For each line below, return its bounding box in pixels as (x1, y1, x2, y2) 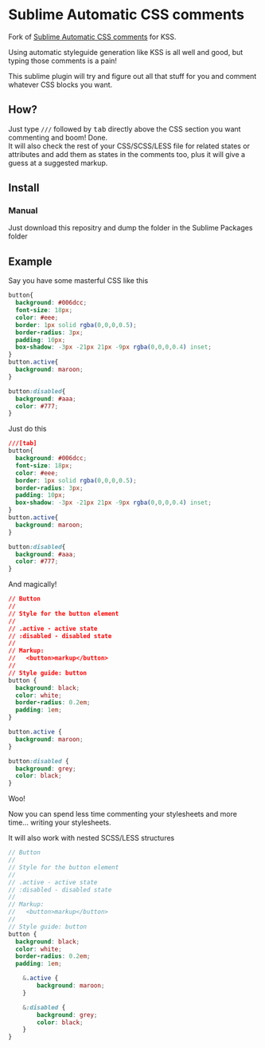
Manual (8, 205, 38, 216)
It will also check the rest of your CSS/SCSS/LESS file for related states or (8, 141, 251, 151)
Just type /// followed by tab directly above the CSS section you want (8, 124, 241, 133)
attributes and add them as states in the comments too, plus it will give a (8, 149, 245, 159)
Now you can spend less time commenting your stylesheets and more (8, 810, 237, 819)
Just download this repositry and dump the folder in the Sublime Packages (8, 223, 253, 233)
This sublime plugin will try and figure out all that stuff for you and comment (8, 71, 257, 81)
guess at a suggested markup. (8, 158, 108, 167)
